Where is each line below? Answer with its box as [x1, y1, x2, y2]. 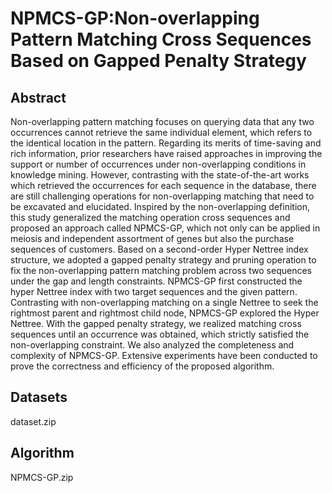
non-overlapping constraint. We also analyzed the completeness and [10, 339, 295, 351]
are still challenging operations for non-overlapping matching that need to [10, 190, 315, 202]
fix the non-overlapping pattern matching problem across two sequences [10, 265, 312, 276]
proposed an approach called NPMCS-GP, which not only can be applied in [10, 222, 321, 234]
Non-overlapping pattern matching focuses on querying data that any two [10, 116, 315, 127]
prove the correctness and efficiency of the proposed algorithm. [10, 360, 275, 372]
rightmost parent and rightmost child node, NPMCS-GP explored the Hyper [10, 307, 320, 319]
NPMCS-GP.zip [10, 471, 74, 483]
